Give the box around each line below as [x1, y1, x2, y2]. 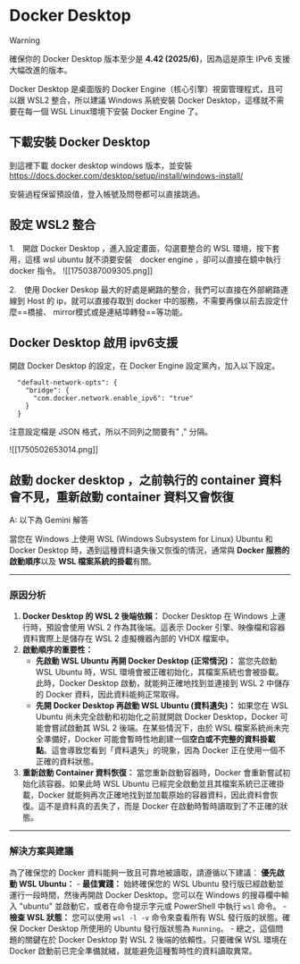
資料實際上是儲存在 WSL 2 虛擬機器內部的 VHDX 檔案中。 [21, 633, 234, 644]
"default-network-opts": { [17, 378, 118, 387]
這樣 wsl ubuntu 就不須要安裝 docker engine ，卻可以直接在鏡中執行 [24, 254, 281, 265]
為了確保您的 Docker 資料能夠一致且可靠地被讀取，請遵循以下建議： [9, 867, 260, 877]
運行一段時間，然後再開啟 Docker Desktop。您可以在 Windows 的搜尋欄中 [9, 889, 281, 900]
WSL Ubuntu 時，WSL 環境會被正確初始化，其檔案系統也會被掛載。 [35, 667, 284, 678]
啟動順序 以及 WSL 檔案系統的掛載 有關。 [9, 556, 156, 567]
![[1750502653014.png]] [9, 444, 98, 455]
